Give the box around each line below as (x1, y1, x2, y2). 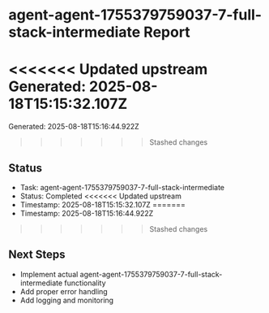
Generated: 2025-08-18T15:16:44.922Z (8, 122, 139, 132)
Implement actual (19, 269, 79, 279)
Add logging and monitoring (19, 295, 114, 305)
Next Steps (8, 248, 66, 262)
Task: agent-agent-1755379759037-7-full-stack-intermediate (19, 182, 225, 192)
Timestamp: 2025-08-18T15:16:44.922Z (19, 208, 154, 218)
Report (143, 23, 190, 41)
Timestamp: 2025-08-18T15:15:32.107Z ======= (19, 199, 186, 209)
